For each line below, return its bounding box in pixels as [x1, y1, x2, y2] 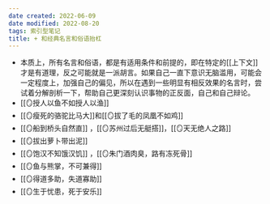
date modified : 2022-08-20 [8, 19, 100, 28]
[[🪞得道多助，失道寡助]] [19, 174, 103, 184]
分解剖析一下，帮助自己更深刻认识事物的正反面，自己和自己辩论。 [34, 88, 255, 98]
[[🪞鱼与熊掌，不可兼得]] [19, 161, 103, 171]
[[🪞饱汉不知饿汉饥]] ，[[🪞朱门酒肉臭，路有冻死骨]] [19, 149, 193, 159]
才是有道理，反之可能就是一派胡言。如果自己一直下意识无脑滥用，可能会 [19, 68, 262, 78]
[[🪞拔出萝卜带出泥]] [19, 136, 88, 146]
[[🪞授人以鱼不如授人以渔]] [19, 98, 109, 108]
